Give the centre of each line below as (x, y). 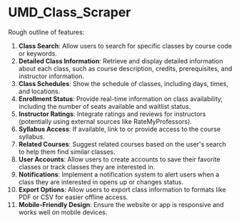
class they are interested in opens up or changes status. (101, 181)
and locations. (39, 91)
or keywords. (38, 53)
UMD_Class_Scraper (70, 12)
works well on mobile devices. (63, 212)
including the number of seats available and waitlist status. (105, 106)
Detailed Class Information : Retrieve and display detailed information (121, 60)
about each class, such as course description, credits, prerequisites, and (125, 68)
